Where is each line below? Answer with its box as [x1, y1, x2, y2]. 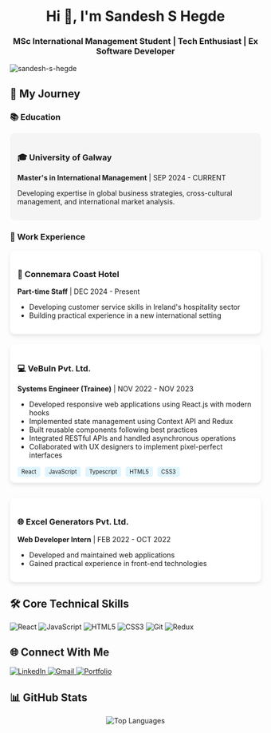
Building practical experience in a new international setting [29, 311, 222, 320]
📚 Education [10, 111, 61, 122]
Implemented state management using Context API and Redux [29, 417, 234, 426]
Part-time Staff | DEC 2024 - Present [17, 287, 140, 296]
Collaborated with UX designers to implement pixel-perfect [29, 442, 223, 452]
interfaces [29, 450, 63, 460]
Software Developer [96, 46, 175, 57]
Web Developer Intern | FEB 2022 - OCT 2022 [17, 534, 171, 544]
